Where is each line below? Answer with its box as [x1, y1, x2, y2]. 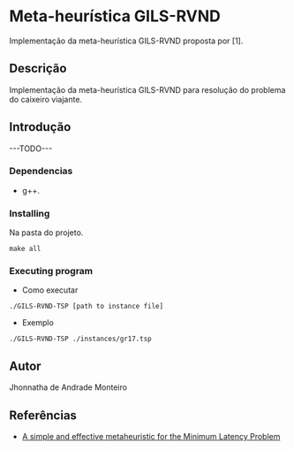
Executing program [9, 265, 94, 278]
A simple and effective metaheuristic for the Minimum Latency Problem [21, 431, 281, 442]
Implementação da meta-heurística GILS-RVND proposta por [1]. [9, 35, 244, 46]
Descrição [9, 61, 67, 76]
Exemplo [21, 317, 55, 328]
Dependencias [9, 165, 73, 178]
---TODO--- [9, 143, 53, 154]
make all [9, 245, 41, 254]
